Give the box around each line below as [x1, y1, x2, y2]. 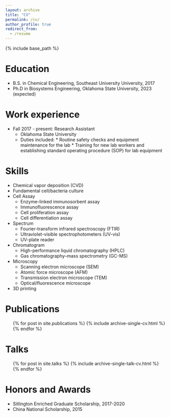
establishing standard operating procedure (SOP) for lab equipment [20, 147, 162, 153]
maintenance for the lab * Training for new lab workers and [20, 142, 144, 148]
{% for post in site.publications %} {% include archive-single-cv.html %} [12, 320, 165, 326]
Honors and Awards [5, 384, 91, 395]
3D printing [12, 285, 37, 291]
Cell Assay [12, 193, 35, 199]
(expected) [12, 90, 36, 97]
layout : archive [5, 7, 40, 13]
